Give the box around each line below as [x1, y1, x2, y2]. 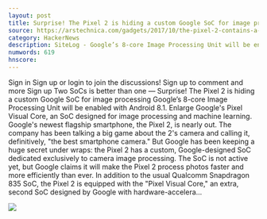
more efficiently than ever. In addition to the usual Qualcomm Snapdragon [8, 170, 250, 179]
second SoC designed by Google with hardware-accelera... [8, 187, 203, 197]
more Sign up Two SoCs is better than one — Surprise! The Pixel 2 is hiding [8, 86, 255, 95]
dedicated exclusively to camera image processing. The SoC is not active [8, 153, 249, 163]
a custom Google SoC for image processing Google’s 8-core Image [8, 94, 228, 104]
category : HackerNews [8, 33, 80, 42]
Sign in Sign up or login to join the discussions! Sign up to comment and [8, 77, 244, 87]
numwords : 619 [8, 48, 56, 56]
